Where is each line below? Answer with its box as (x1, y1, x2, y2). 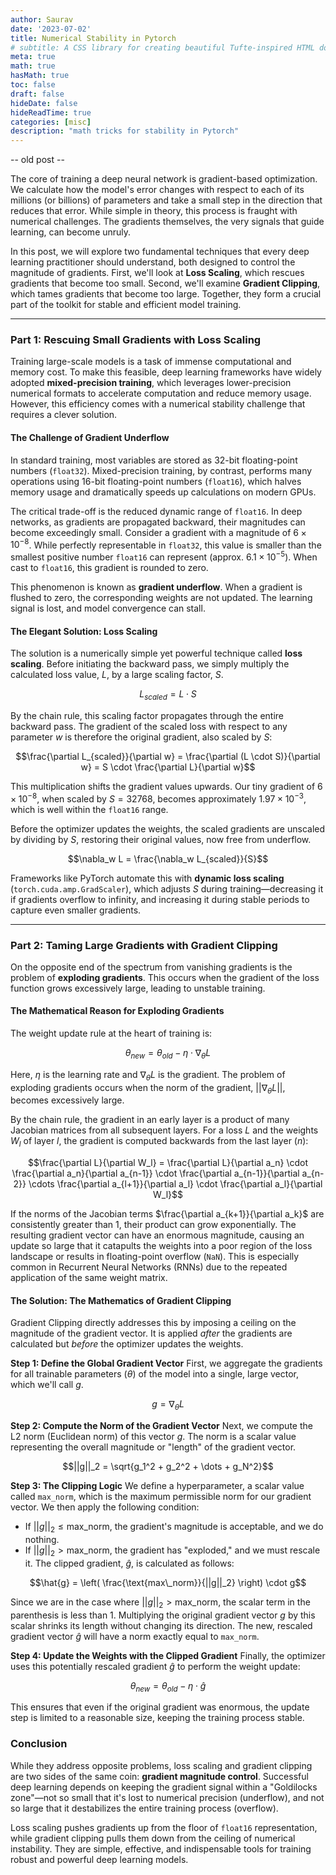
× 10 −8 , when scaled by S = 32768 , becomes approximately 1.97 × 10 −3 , (10, 791, 307, 805)
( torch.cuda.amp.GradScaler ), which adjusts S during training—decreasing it (10, 882, 324, 895)
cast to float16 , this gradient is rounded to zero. (10, 561, 209, 573)
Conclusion (10, 1737, 68, 1751)
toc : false (10, 80, 56, 90)
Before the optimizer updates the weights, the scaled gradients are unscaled (10, 822, 326, 835)
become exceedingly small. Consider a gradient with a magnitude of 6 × (10, 526, 307, 538)
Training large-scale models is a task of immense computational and (10, 356, 292, 368)
